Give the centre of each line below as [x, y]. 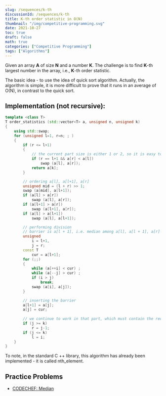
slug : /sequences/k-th [28, 10]
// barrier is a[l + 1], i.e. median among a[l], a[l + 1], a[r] [92, 232]
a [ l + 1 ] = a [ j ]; [39, 305]
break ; [47, 282]
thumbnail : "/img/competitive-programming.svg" [55, 23]
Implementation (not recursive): [55, 106]
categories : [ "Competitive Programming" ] [48, 46]
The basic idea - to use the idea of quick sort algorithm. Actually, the [75, 80]
